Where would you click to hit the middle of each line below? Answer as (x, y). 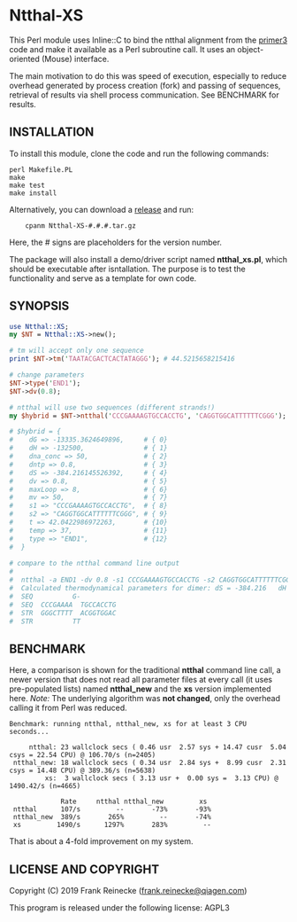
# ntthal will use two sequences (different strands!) (112, 407)
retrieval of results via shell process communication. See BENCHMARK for (145, 95)
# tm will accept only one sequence (76, 351)
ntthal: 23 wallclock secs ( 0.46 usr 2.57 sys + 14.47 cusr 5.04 (158, 747)
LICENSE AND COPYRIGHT (84, 869)
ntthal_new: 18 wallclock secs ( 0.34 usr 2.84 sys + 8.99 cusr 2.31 (150, 763)
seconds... (29, 732)
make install (33, 193)
